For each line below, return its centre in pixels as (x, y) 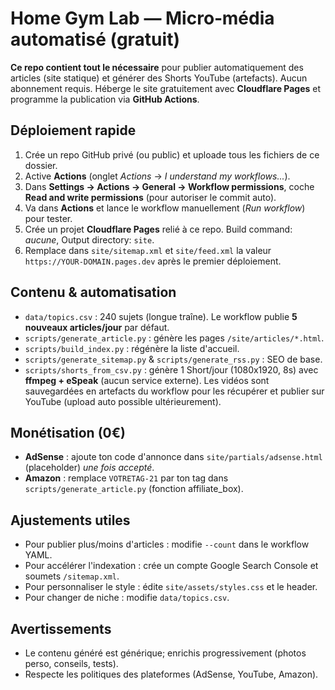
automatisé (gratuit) (95, 39)
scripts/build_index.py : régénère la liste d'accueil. (132, 348)
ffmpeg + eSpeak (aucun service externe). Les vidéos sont (147, 380)
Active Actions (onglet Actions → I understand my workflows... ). (157, 176)
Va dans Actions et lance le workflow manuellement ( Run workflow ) (165, 208)
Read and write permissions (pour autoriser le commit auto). (150, 197)
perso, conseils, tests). (71, 663)
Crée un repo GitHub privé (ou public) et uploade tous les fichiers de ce (172, 154)
